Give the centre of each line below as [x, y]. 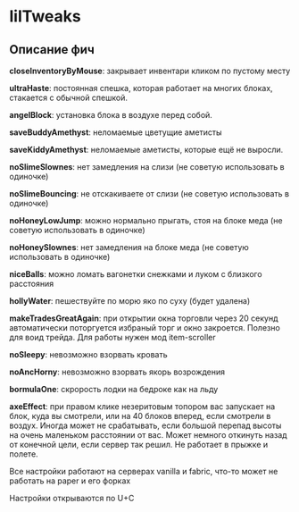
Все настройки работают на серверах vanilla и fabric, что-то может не [144, 471]
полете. [24, 454]
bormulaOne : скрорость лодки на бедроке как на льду [114, 389]
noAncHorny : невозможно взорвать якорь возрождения [117, 372]
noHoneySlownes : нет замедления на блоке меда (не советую [129, 247]
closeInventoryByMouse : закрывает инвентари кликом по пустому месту [150, 71]
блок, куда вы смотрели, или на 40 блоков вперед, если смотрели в [140, 416]
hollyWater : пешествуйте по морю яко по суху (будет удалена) [130, 301]
